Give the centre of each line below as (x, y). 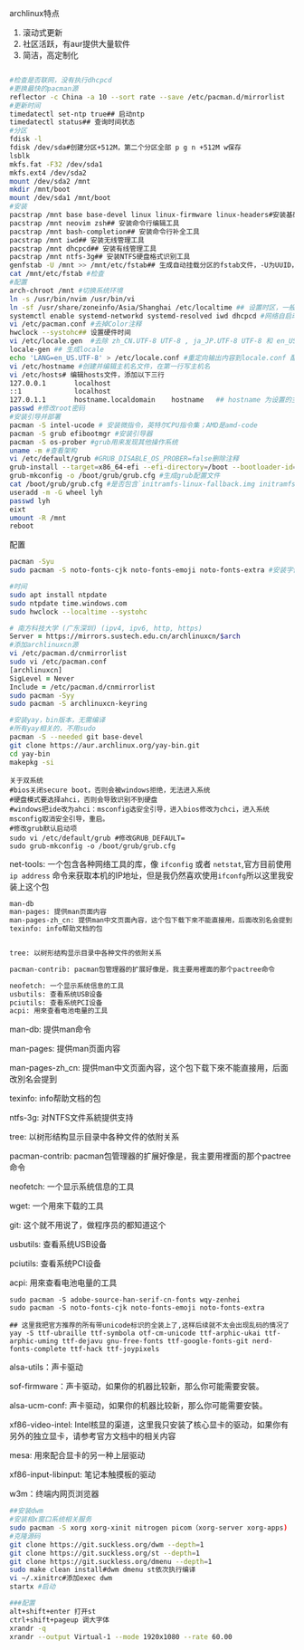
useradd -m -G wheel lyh (56, 492)
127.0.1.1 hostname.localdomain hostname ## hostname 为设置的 (151, 400)
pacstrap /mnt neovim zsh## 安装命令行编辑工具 (95, 223)
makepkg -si (32, 762)
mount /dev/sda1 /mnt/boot (60, 198)
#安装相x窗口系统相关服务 (51, 1520)
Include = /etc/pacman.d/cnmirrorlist (82, 687)
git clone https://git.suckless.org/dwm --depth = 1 (107, 1545)
